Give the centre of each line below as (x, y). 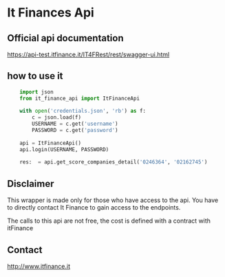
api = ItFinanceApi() (50, 143)
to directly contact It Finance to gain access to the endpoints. (94, 208)
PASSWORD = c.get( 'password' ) (75, 131)
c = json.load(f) (56, 118)
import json (36, 92)
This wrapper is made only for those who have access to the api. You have (113, 200)
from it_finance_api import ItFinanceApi (79, 98)
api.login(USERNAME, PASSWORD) (64, 149)
